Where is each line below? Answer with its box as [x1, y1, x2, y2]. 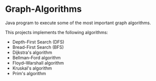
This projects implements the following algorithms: [5, 29, 108, 35]
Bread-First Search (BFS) [12, 44, 64, 50]
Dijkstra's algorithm [12, 49, 52, 55]
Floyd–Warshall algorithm [12, 60, 64, 66]
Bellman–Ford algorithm [12, 54, 61, 60]
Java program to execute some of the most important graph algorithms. [5, 20, 151, 26]
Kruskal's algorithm [12, 65, 52, 71]
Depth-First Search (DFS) [12, 39, 64, 45]
